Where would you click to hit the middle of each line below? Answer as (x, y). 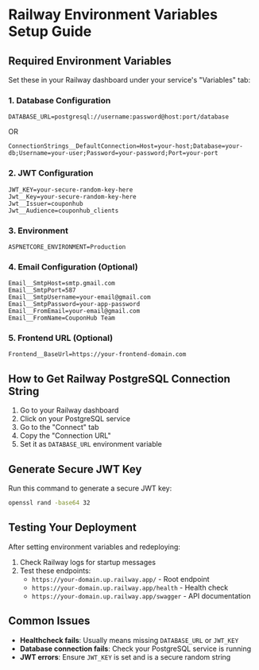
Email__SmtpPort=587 (43, 290)
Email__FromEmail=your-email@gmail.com (74, 312)
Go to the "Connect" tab (59, 428)
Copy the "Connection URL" (65, 436)
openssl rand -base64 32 (49, 503)
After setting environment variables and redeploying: (95, 547)
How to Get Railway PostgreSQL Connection (119, 379)
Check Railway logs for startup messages (88, 562)
